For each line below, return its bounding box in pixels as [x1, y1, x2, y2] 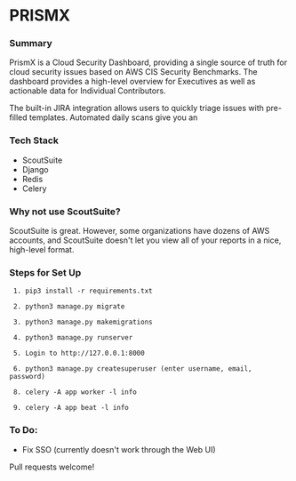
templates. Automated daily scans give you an [29, 112, 198, 123]
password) [9, 373, 46, 381]
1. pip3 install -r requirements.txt [12, 286, 153, 296]
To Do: [9, 424, 38, 437]
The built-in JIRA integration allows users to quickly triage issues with [9, 103, 265, 114]
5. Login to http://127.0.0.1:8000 [12, 349, 145, 358]
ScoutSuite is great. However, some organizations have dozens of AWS [9, 226, 270, 236]
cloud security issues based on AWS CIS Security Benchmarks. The [9, 67, 258, 77]
